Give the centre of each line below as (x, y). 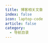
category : (15, 28)
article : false (21, 23)
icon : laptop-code (24, 19)
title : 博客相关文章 (24, 10)
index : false (19, 14)
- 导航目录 (19, 33)
